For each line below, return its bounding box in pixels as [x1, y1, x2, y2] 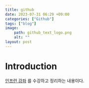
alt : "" [14, 35, 30, 40]
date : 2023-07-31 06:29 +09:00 [5, 12, 70, 17]
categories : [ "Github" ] [5, 16, 54, 21]
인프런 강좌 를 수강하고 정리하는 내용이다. [5, 78, 85, 84]
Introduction [5, 60, 57, 72]
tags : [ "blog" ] [5, 21, 37, 26]
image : [5, 26, 19, 31]
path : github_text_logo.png [14, 30, 72, 35]
